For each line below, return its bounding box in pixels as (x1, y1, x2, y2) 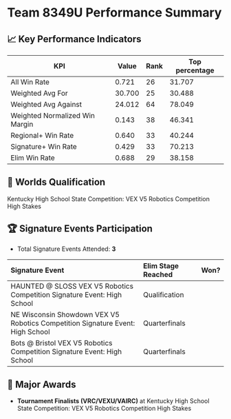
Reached (143, 269, 173, 279)
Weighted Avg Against (10, 100, 82, 109)
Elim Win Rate (10, 153, 55, 163)
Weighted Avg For (10, 88, 69, 98)
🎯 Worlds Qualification (7, 176, 106, 188)
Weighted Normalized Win (10, 111, 95, 120)
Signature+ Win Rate (10, 142, 77, 151)
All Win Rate (10, 77, 50, 87)
